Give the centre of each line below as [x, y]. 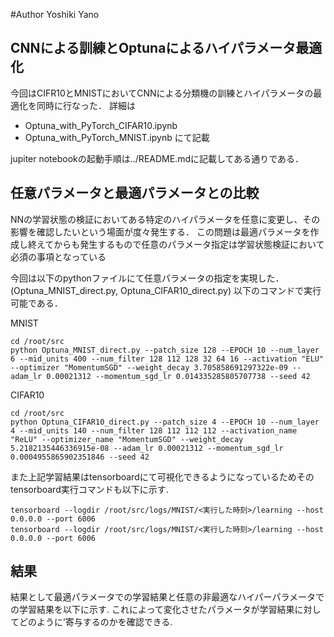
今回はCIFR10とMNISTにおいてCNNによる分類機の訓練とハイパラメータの [162, 93]
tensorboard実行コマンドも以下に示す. [89, 489]
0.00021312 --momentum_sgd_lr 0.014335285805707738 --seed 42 [178, 376]
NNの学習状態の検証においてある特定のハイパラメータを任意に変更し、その [165, 219]
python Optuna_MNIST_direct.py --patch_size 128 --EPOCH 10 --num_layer [165, 350]
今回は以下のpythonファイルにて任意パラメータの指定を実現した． [147, 278]
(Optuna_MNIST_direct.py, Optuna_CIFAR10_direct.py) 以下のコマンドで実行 [166, 290]
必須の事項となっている [58, 256]
